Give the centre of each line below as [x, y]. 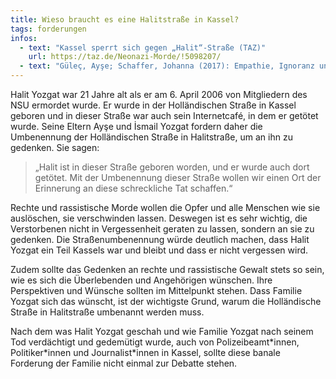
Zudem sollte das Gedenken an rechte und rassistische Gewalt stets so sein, [167, 269]
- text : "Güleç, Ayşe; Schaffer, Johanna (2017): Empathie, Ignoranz [167, 66]
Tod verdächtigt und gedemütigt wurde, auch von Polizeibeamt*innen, [155, 342]
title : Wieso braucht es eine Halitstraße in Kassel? [125, 19]
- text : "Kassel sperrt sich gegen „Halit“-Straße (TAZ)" [143, 47]
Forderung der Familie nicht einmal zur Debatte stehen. [124, 363]
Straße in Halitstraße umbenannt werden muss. [107, 312]
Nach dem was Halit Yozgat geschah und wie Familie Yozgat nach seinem [162, 331]
